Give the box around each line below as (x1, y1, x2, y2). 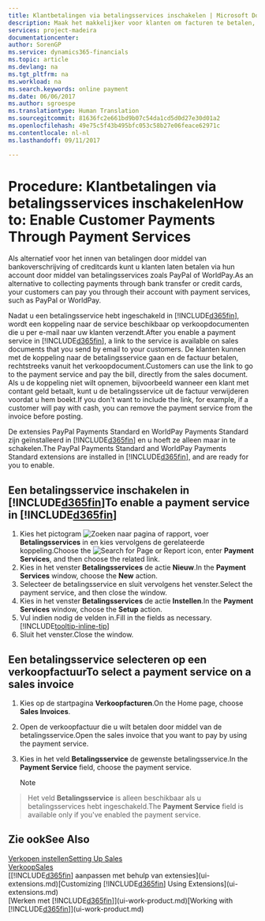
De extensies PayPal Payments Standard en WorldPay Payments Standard (8, 427, 248, 437)
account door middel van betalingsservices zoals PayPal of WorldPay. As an (8, 270, 254, 280)
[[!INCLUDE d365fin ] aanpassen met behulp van (8, 870, 163, 880)
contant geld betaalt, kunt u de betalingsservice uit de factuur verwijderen (8, 386, 249, 396)
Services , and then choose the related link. (19, 554, 160, 564)
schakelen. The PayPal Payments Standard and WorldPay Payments (8, 444, 227, 453)
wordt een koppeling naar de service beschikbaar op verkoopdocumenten (8, 319, 250, 329)
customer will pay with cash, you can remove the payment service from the (8, 404, 253, 413)
